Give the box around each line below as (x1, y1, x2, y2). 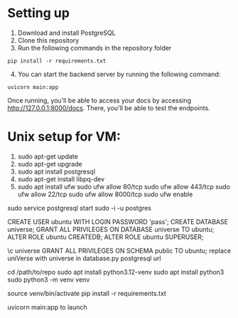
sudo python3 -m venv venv (7, 275, 90, 284)
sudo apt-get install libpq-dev (17, 174, 105, 183)
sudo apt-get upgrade (17, 159, 83, 168)
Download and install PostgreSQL (17, 28, 116, 37)
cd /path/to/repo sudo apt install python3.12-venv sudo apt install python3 (7, 267, 225, 276)
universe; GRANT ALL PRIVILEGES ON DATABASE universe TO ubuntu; (7, 225, 215, 233)
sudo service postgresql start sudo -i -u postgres (7, 203, 151, 212)
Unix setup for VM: (7, 129, 121, 145)
